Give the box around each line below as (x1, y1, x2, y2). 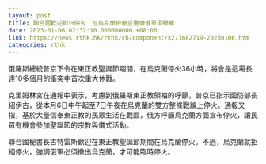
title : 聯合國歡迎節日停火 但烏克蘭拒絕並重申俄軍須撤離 (8, 19, 175, 27)
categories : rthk (8, 41, 66, 49)
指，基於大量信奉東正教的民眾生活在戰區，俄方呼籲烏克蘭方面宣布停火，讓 (8, 110, 251, 120)
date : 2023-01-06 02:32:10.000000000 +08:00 (8, 26, 158, 34)
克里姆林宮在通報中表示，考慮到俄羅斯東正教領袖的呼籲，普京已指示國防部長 (8, 90, 258, 100)
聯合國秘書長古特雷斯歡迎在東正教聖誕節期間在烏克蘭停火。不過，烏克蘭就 (8, 137, 251, 147)
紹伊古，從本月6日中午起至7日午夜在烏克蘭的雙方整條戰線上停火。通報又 (8, 101, 245, 110)
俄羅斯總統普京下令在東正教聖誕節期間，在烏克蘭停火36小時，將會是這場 (8, 64, 246, 74)
